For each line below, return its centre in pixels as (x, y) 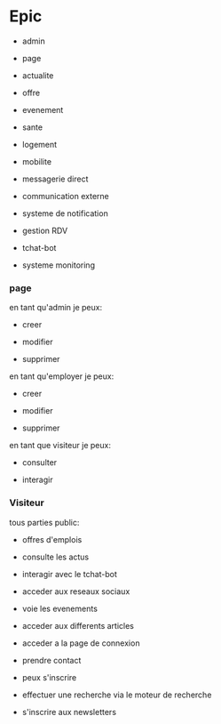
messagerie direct (55, 179)
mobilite (36, 161)
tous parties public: (44, 522)
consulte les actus (55, 557)
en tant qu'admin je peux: (56, 308)
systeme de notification (65, 213)
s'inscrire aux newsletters (69, 712)
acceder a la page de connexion (81, 643)
